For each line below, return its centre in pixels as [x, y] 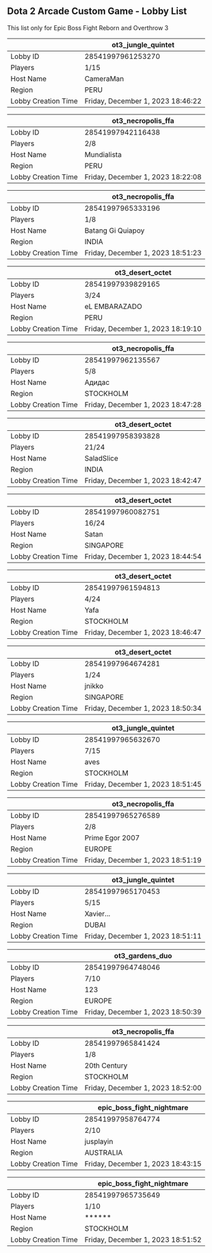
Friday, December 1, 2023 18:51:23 [143, 253]
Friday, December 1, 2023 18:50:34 [143, 708]
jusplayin [99, 1141]
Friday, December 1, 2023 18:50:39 [143, 1011]
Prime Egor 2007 [112, 838]
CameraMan [104, 78]
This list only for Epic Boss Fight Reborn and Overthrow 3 [88, 27]
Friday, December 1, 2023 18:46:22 [143, 101]
